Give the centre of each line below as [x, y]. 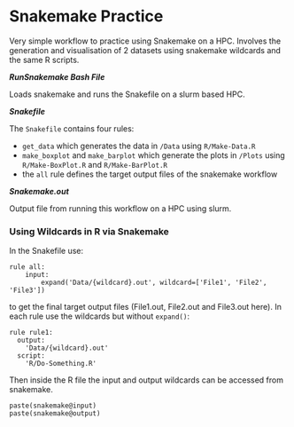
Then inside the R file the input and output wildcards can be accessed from [146, 380]
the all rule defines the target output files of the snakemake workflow [150, 174]
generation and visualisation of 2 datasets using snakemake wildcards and [145, 50]
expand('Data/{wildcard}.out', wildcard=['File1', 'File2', [154, 283]
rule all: [27, 267]
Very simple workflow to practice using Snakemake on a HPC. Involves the [145, 41]
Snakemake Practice [86, 16]
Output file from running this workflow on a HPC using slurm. [120, 208]
